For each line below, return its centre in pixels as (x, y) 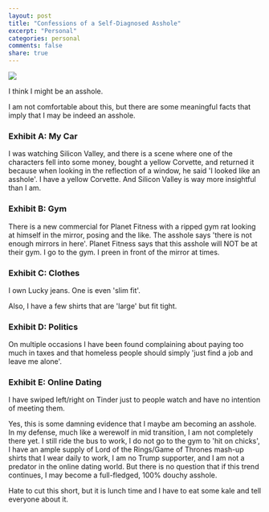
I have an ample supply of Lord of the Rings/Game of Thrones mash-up (126, 450)
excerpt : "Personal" (43, 31)
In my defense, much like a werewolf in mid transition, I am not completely (131, 432)
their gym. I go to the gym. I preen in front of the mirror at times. (114, 252)
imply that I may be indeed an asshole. (72, 115)
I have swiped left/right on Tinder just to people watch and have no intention (134, 400)
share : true (28, 53)
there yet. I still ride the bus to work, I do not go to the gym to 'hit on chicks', (134, 441)
